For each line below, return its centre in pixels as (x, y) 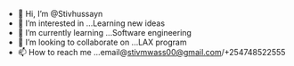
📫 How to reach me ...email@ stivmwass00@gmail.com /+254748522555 (151, 52)
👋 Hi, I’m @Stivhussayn (60, 14)
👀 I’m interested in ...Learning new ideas (91, 23)
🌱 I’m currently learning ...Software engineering (104, 33)
